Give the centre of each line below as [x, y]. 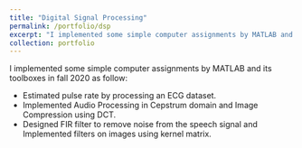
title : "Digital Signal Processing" [78, 18]
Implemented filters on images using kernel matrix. [117, 134]
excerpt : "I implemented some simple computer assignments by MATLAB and [151, 34]
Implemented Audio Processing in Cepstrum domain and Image [140, 106]
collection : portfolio [52, 43]
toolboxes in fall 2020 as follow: [69, 79]
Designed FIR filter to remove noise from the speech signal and [140, 125]
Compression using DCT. [69, 115]
